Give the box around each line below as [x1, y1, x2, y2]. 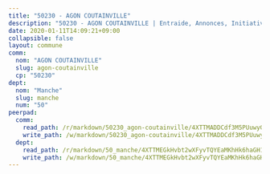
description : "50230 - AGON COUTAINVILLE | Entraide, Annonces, [8, 19, 228, 27]
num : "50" [15, 101, 48, 109]
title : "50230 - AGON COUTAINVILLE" [8, 11, 131, 20]
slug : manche [15, 94, 59, 102]
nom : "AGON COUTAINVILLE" [15, 57, 103, 65]
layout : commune [8, 42, 63, 50]
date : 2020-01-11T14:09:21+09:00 [8, 26, 121, 34]
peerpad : [8, 109, 38, 117]
